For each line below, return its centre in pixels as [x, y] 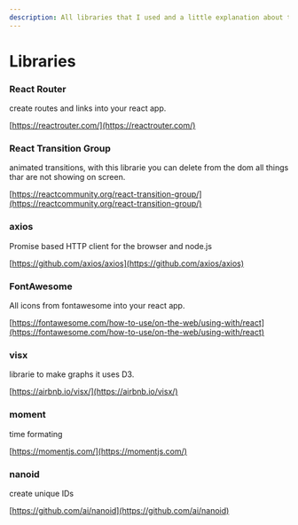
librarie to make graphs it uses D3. [72, 374]
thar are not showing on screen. [67, 177]
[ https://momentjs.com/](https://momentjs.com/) [98, 451]
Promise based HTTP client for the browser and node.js [111, 246]
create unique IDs [41, 493]
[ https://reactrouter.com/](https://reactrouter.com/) [102, 126]
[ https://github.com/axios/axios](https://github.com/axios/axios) [127, 263]
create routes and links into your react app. [88, 108]
